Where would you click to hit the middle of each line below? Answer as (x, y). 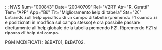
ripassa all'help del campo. (32, 33)
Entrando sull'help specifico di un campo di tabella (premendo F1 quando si (81, 17)
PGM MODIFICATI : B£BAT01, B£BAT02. (45, 42)
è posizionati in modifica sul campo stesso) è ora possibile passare (73, 22)
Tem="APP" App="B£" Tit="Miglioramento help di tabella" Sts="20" (73, 12)
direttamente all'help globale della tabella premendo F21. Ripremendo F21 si (81, 28)
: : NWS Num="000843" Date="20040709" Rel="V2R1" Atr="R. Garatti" (77, 7)
